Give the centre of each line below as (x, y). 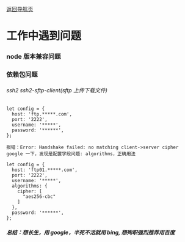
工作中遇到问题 (44, 36)
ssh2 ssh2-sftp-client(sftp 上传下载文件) (57, 90)
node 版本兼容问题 (34, 57)
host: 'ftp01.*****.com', (45, 170)
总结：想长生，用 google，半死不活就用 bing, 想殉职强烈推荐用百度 (91, 232)
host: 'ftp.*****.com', (42, 114)
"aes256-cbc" (39, 197)
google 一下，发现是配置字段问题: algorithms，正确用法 (71, 154)
